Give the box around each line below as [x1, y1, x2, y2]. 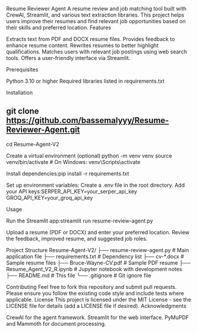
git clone [6, 106, 40, 117]
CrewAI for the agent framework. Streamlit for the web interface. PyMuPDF [6, 313, 189, 321]
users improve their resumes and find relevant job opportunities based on [6, 18, 186, 24]
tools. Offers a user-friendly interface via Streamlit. [6, 55, 131, 61]
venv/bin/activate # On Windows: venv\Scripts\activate [6, 158, 141, 165]
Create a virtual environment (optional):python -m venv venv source [6, 152, 172, 159]
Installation [6, 89, 33, 96]
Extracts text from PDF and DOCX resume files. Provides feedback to [6, 36, 175, 42]
